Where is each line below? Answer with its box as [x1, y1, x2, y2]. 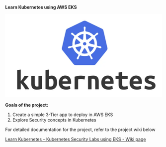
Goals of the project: [5, 102, 49, 108]
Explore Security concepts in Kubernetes [12, 117, 96, 123]
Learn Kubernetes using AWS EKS [5, 4, 77, 10]
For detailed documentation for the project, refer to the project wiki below [5, 127, 156, 133]
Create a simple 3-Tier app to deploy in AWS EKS [12, 112, 113, 118]
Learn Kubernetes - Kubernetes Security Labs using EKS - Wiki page [5, 136, 146, 142]
